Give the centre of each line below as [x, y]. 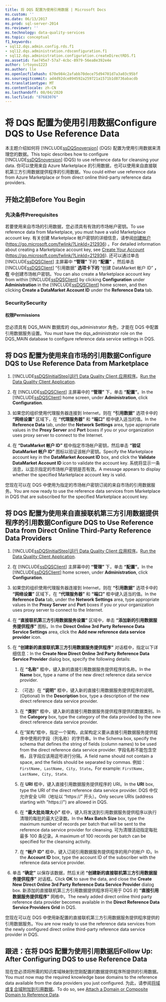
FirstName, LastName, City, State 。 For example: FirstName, [82, 768]
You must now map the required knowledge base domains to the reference [81, 977]
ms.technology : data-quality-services [45, 33]
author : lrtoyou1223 [26, 65]
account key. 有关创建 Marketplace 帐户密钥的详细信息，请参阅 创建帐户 [78, 238]
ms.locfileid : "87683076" [32, 97]
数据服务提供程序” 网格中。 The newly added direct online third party [82, 896]
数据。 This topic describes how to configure [63, 154]
